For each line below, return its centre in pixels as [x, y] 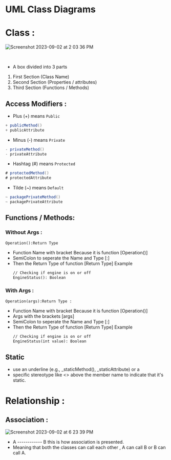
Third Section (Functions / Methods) [51, 87]
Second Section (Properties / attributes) [55, 82]
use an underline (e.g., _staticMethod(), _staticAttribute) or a [76, 369]
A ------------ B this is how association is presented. [68, 442]
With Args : [20, 291]
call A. [19, 453]
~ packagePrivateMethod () [33, 197]
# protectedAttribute [28, 178]
